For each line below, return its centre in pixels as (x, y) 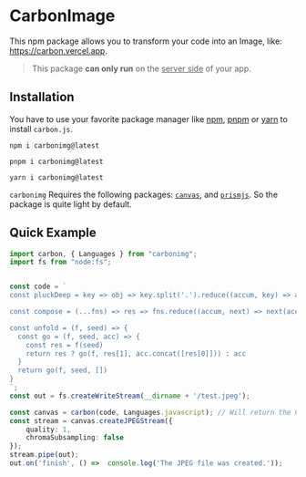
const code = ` (38, 287)
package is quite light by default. (71, 204)
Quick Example (53, 233)
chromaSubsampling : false (75, 438)
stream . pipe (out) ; (44, 455)
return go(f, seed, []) (62, 370)
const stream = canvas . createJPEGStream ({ (91, 420)
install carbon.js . (41, 129)
